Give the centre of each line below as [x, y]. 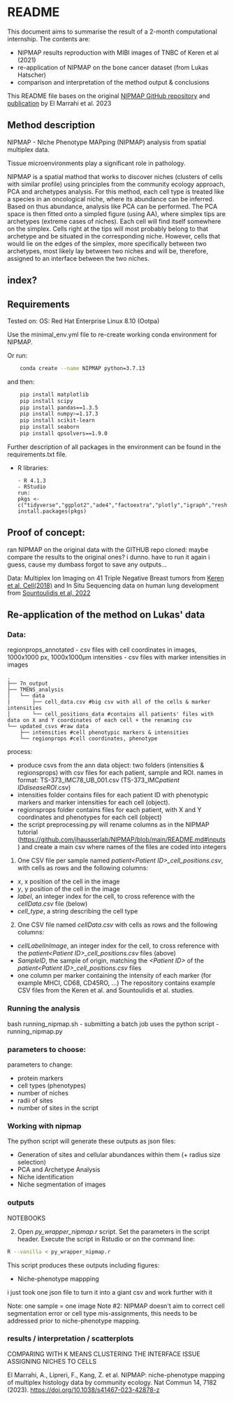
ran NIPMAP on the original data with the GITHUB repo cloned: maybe [108, 549]
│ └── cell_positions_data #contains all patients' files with [111, 714]
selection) [32, 1162]
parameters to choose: [46, 1049]
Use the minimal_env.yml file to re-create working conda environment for [112, 334]
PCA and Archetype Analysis [59, 1169]
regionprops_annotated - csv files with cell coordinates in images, [102, 650]
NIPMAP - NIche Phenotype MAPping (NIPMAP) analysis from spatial [107, 142]
